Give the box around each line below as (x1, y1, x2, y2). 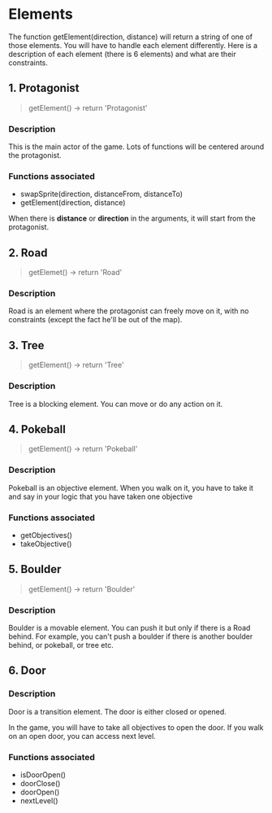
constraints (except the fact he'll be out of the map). (8, 315, 183, 325)
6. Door (8, 664, 46, 678)
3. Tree (8, 339, 45, 352)
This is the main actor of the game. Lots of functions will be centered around (8, 142, 265, 151)
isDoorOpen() (19, 770, 67, 780)
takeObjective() (19, 539, 72, 549)
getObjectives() (19, 530, 73, 540)
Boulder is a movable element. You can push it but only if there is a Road (8, 623, 251, 633)
